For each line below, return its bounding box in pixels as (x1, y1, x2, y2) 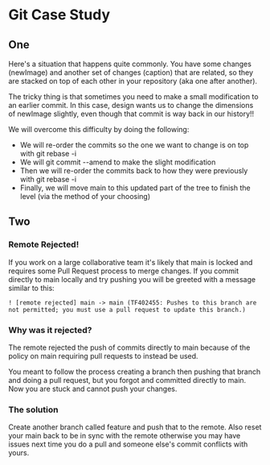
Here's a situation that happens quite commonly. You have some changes (8, 59, 252, 69)
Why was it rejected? (8, 324, 92, 335)
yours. (8, 448, 30, 458)
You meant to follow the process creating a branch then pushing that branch (8, 367, 261, 376)
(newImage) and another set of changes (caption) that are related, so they (8, 68, 254, 77)
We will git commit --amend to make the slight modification (19, 157, 216, 167)
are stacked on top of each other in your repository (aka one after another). (8, 77, 258, 85)
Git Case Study (8, 6, 111, 24)
